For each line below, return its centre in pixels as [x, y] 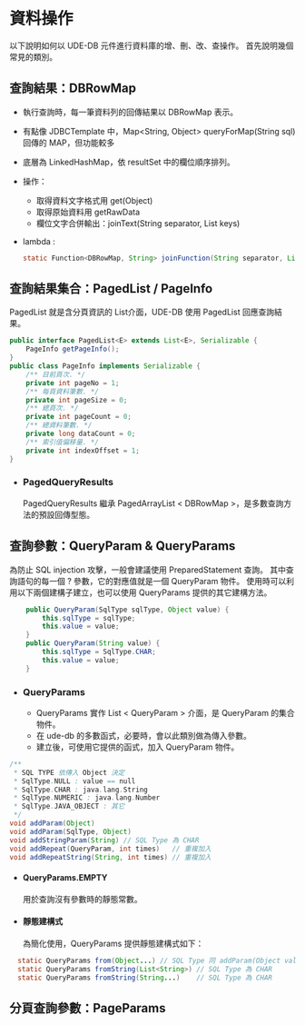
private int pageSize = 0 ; [77, 400]
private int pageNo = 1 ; [73, 383]
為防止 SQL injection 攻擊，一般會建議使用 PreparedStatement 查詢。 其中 [148, 570]
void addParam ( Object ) [52, 823]
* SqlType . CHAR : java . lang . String [80, 790]
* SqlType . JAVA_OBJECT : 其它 [69, 806]
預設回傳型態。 [67, 514]
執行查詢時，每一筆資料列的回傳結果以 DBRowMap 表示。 [130, 112]
